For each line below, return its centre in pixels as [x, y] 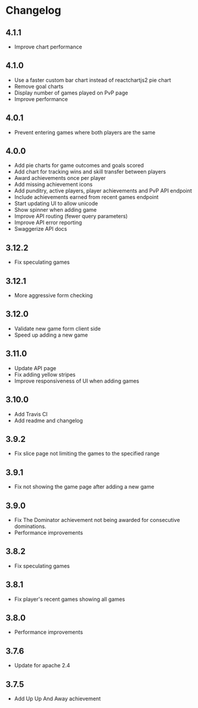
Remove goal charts [39, 86]
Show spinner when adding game [55, 210]
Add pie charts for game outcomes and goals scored [79, 166]
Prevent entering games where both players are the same [85, 132]
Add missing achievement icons [53, 184]
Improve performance [41, 99]
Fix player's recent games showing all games [69, 599]
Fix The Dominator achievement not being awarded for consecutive [97, 520]
